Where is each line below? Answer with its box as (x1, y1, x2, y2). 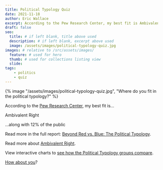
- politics (14, 70, 36, 75)
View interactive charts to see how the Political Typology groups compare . (5, 150, 154, 155)
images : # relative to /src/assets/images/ (5, 48, 95, 52)
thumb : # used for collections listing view (9, 57, 101, 62)
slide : (9, 61, 23, 66)
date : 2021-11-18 (5, 12, 40, 17)
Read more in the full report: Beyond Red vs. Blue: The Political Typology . (5, 131, 151, 136)
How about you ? (5, 159, 38, 165)
